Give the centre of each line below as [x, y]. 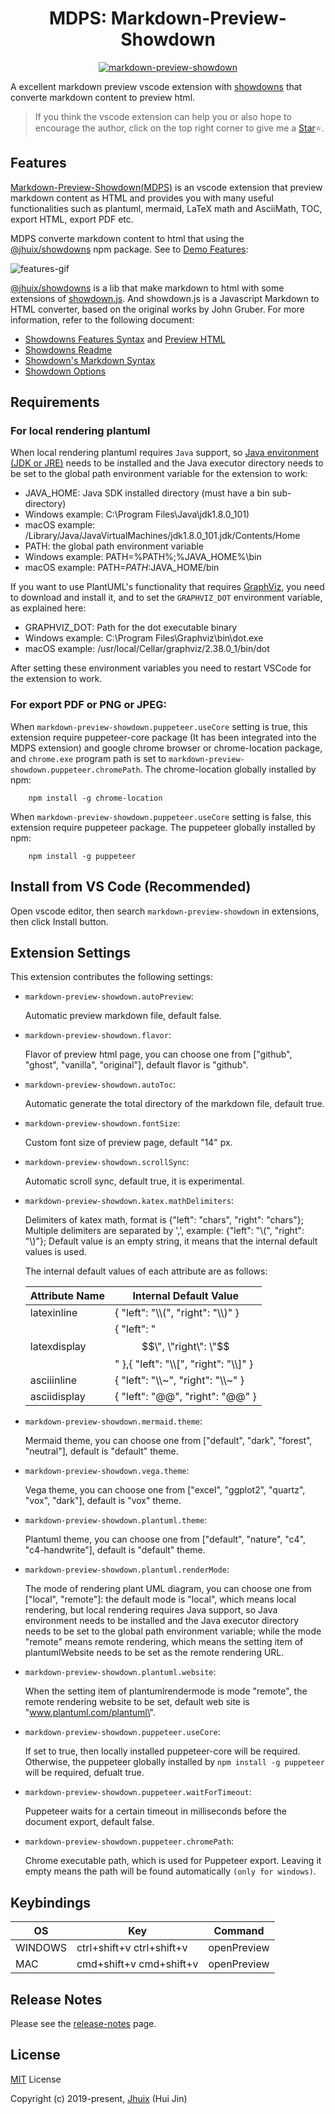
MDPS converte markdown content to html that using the [127, 238]
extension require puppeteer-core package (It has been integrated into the [163, 737]
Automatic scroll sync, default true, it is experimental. [134, 1181]
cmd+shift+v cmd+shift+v [137, 1964]
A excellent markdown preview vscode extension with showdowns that [156, 86]
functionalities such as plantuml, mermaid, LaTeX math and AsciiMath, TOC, [166, 208]
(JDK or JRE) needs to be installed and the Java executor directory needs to [167, 463]
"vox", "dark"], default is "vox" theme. [103, 1501]
